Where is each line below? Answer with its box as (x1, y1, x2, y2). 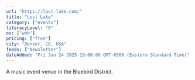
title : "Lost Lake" (6, 14, 54, 20)
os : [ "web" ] (6, 30, 35, 36)
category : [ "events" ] (6, 19, 59, 25)
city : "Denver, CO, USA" (6, 41, 67, 47)
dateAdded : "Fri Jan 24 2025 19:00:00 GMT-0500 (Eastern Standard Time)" (6, 52, 190, 58)
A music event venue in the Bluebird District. (6, 68, 113, 75)
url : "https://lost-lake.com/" (6, 8, 83, 15)
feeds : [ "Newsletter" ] (6, 47, 61, 53)
